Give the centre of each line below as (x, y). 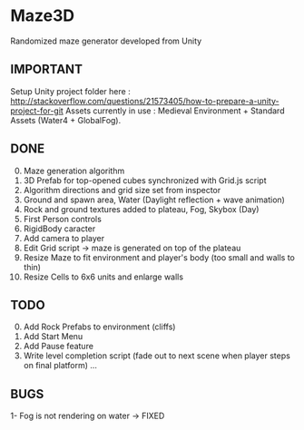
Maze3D (43, 16)
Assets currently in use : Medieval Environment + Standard (175, 111)
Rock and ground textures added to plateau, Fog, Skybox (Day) (141, 209)
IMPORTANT (46, 69)
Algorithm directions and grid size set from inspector (122, 190)
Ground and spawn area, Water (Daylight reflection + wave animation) (154, 200)
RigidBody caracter (59, 229)
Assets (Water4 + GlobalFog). (66, 120)
